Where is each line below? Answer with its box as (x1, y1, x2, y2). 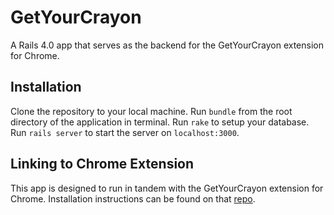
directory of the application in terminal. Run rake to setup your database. (10, 116, 310, 128)
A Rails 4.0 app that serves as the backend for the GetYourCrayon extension (10, 39, 324, 51)
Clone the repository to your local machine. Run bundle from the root (10, 105, 293, 117)
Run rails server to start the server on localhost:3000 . (10, 126, 240, 138)
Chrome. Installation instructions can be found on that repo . (10, 192, 256, 205)
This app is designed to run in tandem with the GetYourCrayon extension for (10, 182, 324, 194)
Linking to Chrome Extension (10, 156, 195, 173)
